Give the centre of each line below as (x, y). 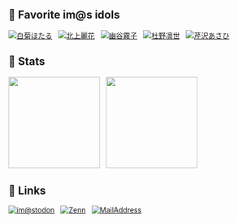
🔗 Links (27, 191)
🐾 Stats (27, 62)
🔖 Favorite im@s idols (64, 15)
